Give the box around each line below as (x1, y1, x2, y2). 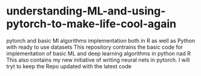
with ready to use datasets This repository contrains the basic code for (6, 43, 183, 51)
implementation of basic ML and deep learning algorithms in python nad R (6, 49, 191, 57)
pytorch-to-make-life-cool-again (6, 17, 177, 31)
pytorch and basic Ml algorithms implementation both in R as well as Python (6, 37, 196, 44)
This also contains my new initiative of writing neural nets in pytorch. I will (6, 56, 190, 63)
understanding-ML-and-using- (6, 4, 166, 18)
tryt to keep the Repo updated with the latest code (6, 62, 132, 70)
